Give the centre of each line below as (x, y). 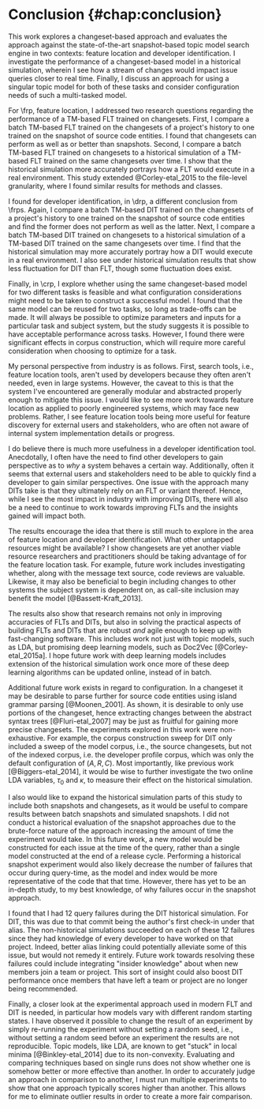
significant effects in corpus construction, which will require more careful (127, 342)
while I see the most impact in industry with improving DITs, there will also (128, 498)
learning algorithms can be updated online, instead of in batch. (110, 672)
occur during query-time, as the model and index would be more (113, 872)
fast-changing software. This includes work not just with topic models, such (131, 638)
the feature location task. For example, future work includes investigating (127, 564)
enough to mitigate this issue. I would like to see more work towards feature (131, 400)
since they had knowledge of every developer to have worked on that (121, 938)
